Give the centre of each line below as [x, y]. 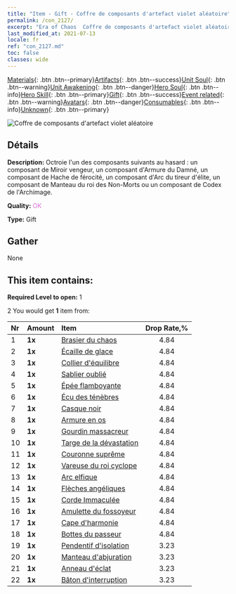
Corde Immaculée [90, 500]
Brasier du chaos [89, 340]
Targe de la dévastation [100, 443]
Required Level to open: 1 [45, 297]
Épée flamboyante [91, 386]
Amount [41, 328]
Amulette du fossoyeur [98, 512]
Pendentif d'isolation [95, 545]
